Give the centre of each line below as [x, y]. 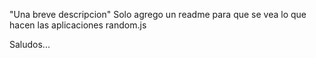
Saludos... [30, 44]
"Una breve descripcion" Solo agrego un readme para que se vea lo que [158, 14]
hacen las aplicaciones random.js [78, 25]
